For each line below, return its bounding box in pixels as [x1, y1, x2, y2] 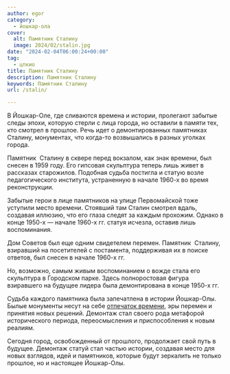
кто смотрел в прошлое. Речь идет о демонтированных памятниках [7, 126, 207, 135]
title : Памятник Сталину [7, 67, 78, 74]
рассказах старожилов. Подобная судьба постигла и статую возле [7, 169, 205, 177]
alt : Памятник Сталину [13, 36, 78, 43]
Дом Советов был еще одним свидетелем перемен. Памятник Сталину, [7, 239, 221, 247]
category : [7, 16, 36, 23]
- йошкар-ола [13, 23, 51, 30]
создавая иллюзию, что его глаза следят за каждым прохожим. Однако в [7, 211, 224, 220]
